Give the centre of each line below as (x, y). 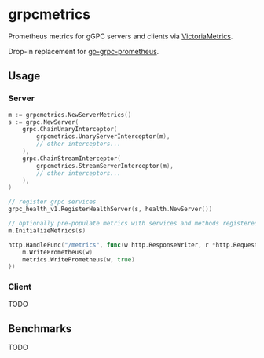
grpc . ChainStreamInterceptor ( (72, 159)
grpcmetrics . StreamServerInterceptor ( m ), (105, 166)
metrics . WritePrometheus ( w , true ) (79, 259)
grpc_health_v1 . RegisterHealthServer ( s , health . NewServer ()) (110, 210)
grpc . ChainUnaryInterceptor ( (70, 130)
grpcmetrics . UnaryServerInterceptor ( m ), (103, 137)
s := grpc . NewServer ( (44, 122)
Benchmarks (40, 329)
